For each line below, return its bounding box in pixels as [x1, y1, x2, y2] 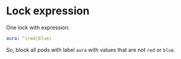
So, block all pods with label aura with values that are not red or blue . [6, 46, 176, 53]
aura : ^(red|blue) [6, 35, 52, 41]
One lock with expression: [6, 24, 70, 31]
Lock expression [6, 4, 90, 18]
